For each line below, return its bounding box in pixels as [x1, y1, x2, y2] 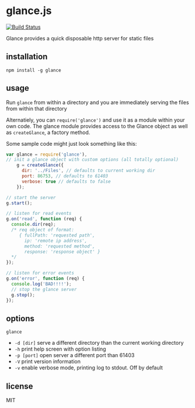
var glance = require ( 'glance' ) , [6, 151, 88, 157]
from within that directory [6, 105, 67, 112]
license [6, 381, 33, 391]
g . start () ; [6, 200, 33, 206]
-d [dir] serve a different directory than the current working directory [14, 340, 184, 347]
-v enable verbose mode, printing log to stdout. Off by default [14, 364, 163, 371]
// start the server [6, 194, 57, 200]
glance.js [6, 4, 52, 18]
